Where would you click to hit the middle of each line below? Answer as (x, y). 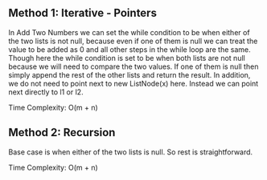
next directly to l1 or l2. (46, 92)
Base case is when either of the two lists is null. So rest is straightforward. (131, 152)
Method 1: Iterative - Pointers (82, 13)
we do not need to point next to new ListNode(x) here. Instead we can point (133, 83)
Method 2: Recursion (62, 132)
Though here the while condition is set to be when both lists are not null (127, 58)
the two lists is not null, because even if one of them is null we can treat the (133, 41)
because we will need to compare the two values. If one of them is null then (133, 66)
